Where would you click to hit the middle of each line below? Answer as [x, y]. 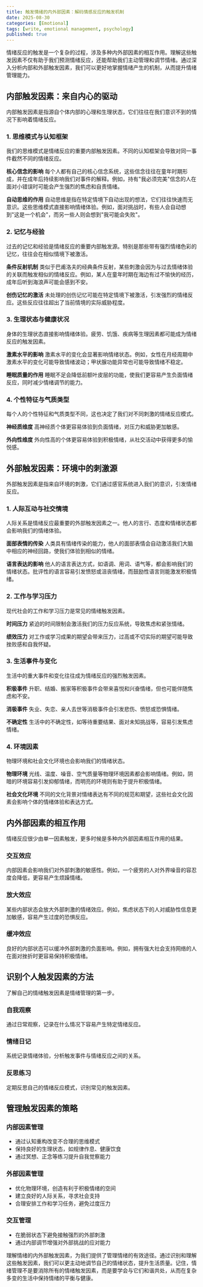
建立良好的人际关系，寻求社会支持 [57, 1195]
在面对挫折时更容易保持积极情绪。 [49, 956]
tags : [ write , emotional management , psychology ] [70, 29]
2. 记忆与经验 [25, 232]
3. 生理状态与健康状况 [38, 319]
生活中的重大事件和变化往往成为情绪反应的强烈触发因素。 [78, 675]
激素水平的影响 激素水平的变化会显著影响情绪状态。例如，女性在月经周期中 [100, 354]
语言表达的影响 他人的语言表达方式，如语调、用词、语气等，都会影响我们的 [100, 564]
